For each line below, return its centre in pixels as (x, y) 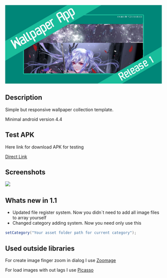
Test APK (20, 135)
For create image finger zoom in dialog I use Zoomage (61, 260)
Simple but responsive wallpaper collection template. (59, 110)
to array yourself (29, 218)
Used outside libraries (40, 248)
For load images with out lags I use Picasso (49, 270)
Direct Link (16, 156)
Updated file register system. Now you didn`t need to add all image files (86, 212)
